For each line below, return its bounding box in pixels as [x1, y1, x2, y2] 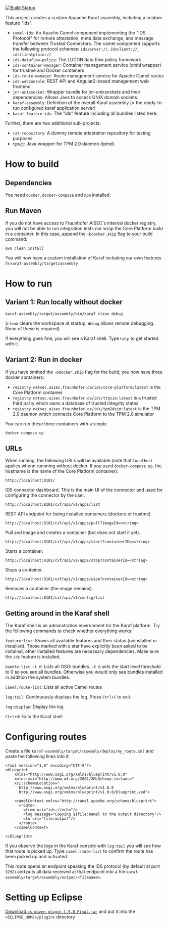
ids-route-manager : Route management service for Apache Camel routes [12, 73, 164, 78]
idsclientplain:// [12, 52, 51, 57]
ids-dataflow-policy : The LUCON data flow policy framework [12, 57, 141, 63]
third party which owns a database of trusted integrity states [12, 400, 139, 406]
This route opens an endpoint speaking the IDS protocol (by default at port [5, 863, 160, 869]
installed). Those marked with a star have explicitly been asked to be [5, 643, 148, 649]
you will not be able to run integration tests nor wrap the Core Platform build [5, 225, 163, 231]
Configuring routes [5, 731, 87, 743]
